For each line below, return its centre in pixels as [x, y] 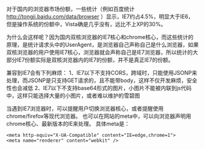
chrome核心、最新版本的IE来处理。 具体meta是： [68, 124]
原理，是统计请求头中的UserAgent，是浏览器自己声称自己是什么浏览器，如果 [103, 45]
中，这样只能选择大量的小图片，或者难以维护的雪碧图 [73, 95]
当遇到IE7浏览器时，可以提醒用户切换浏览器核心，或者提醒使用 [85, 109]
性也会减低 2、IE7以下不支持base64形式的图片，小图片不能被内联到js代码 [99, 88]
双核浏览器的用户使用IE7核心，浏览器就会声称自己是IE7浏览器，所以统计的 [100, 52]
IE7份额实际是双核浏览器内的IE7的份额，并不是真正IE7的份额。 [95, 60]
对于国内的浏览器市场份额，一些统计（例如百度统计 [70, 9]
